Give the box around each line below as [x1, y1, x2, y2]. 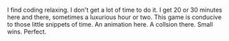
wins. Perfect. [7, 27, 47, 36]
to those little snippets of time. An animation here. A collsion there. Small [7, 20, 213, 28]
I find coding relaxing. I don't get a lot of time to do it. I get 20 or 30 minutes [7, 6, 223, 14]
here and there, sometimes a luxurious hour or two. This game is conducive [7, 13, 222, 21]
